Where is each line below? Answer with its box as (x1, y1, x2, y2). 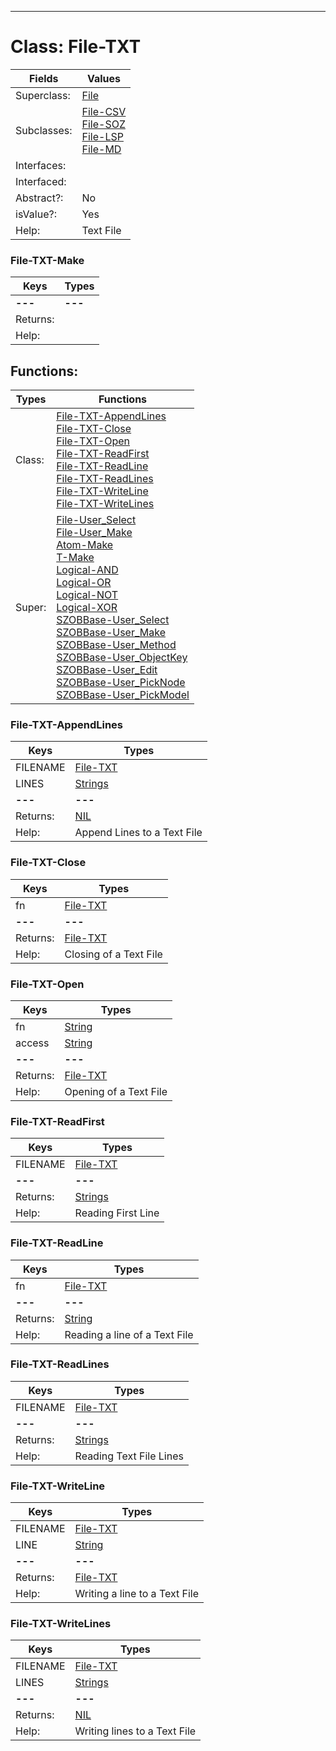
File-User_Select (56, 513, 137, 527)
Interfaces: (15, 158, 67, 172)
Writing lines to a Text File (74, 1724, 197, 1738)
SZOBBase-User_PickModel (56, 688, 190, 702)
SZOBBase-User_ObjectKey (56, 651, 188, 665)
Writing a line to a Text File (74, 1587, 200, 1601)
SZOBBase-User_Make (56, 626, 166, 640)
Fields (28, 71, 59, 85)
